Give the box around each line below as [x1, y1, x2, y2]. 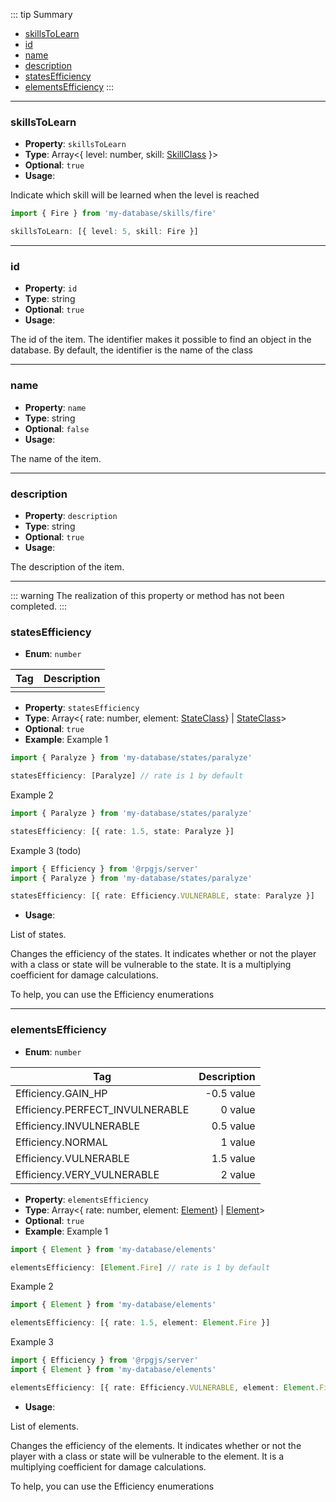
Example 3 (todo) [10, 844, 82, 856]
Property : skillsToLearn [24, 138, 127, 150]
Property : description [24, 509, 118, 521]
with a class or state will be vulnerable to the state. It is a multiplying [10, 959, 292, 971]
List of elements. [10, 1420, 80, 1432]
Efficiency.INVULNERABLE [15, 1119, 141, 1133]
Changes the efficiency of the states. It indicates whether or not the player [10, 948, 317, 960]
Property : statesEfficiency [24, 702, 140, 714]
